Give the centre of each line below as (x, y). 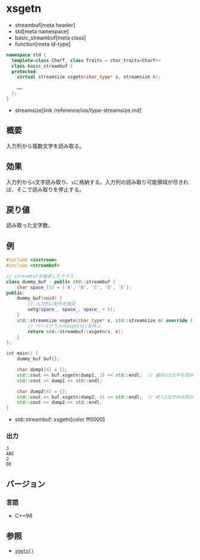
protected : (25, 71)
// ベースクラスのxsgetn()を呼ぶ (64, 326)
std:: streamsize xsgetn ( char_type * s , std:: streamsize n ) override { (105, 320)
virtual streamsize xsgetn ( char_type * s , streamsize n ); (89, 77)
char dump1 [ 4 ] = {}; (42, 370)
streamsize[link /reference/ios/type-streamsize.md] (78, 110)
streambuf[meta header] (45, 25)
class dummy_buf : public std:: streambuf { (61, 281)
